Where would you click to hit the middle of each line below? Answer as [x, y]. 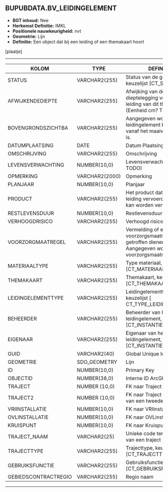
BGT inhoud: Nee [30, 20]
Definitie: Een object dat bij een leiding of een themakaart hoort [78, 42]
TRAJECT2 [21, 398]
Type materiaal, [144, 263]
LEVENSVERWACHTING [36, 165]
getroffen [137, 242]
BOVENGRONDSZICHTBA [38, 128]
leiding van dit [142, 104]
